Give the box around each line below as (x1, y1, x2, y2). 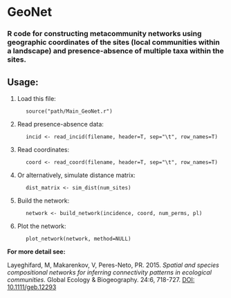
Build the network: (17, 196, 70, 205)
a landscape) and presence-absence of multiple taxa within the (7, 46, 224, 56)
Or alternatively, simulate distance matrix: (17, 171, 136, 179)
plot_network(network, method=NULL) (25, 235, 131, 242)
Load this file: (17, 94, 57, 102)
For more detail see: (7, 247, 66, 256)
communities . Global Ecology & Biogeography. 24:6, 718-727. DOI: (7, 275, 195, 283)
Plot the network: (17, 222, 67, 230)
